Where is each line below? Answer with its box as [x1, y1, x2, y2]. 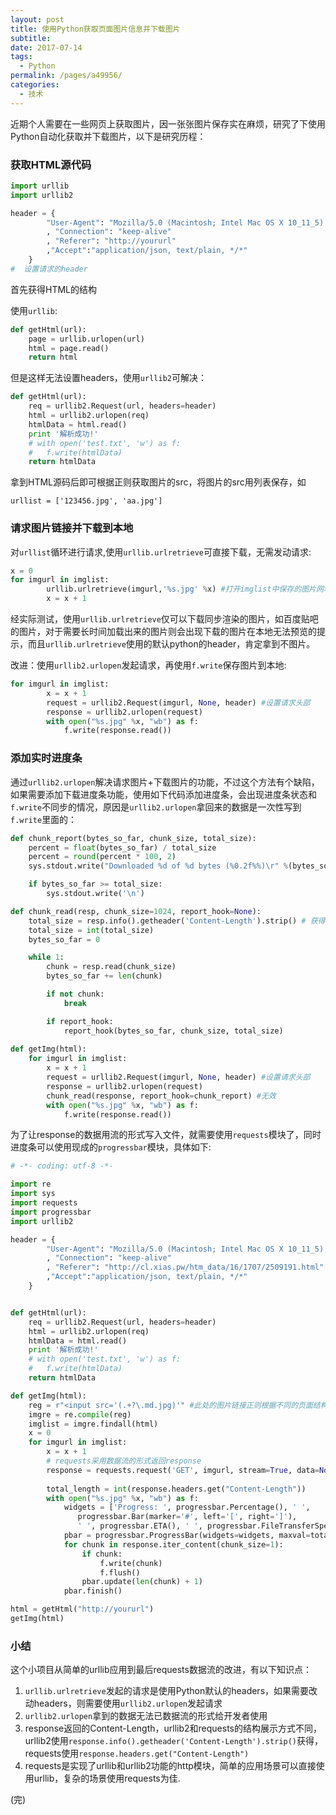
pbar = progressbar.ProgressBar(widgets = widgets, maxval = [63, 1531, 311, 1541]
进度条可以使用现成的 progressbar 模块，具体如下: [10, 1141, 212, 1153]
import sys [10, 1189, 56, 1199]
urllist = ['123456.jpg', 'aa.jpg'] [10, 496, 163, 506]
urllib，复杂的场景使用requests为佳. [33, 1772, 181, 1785]
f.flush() [99, 1567, 141, 1578]
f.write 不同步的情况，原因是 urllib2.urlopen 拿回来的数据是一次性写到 [10, 801, 302, 813]
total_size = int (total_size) [28, 925, 155, 935]
